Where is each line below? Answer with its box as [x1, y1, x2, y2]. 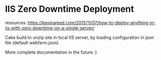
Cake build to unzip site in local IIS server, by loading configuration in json [5, 34, 154, 40]
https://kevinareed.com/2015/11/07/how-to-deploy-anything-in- [27, 20, 156, 26]
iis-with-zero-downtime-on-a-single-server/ [5, 25, 94, 30]
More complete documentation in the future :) [5, 49, 97, 55]
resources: [5, 20, 27, 26]
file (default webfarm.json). [5, 39, 60, 45]
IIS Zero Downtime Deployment [5, 3, 135, 15]
